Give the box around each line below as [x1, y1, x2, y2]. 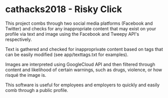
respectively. [5, 36, 32, 42]
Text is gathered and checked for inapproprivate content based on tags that [5, 46, 163, 52]
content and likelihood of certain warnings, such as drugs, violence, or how [5, 67, 162, 73]
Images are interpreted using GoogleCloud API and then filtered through [5, 61, 155, 67]
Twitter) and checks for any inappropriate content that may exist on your [5, 25, 156, 31]
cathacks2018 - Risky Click [5, 4, 122, 15]
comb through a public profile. [5, 87, 68, 93]
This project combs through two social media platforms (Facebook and [5, 20, 153, 26]
